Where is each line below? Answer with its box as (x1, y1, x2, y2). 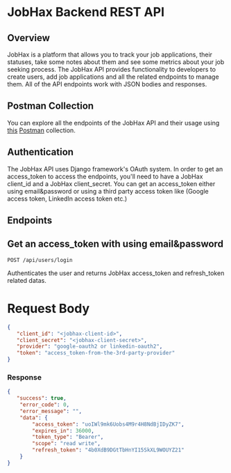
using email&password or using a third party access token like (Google (7, 187, 209, 195)
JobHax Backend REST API (7, 4, 165, 20)
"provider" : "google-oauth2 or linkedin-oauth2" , (16, 343, 163, 350)
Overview (7, 32, 51, 44)
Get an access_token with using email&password (7, 238, 224, 250)
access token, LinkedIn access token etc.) (7, 194, 128, 203)
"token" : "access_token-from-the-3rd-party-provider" (16, 350, 176, 357)
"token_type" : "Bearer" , (32, 433, 104, 441)
